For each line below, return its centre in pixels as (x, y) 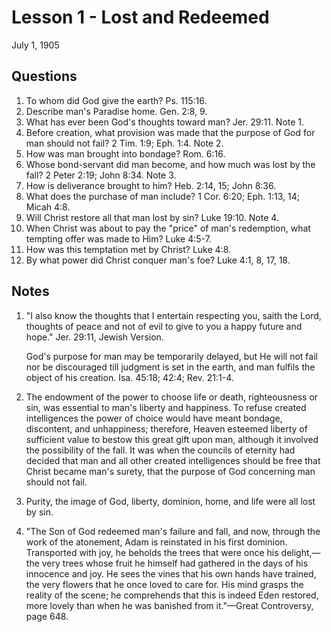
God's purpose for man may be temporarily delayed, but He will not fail (171, 356)
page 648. (47, 616)
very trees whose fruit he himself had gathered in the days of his (175, 563)
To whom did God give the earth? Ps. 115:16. (116, 100)
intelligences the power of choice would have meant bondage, (154, 418)
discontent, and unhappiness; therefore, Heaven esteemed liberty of (166, 428)
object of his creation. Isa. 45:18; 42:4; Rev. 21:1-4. (129, 377)
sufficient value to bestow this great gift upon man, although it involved (172, 439)
